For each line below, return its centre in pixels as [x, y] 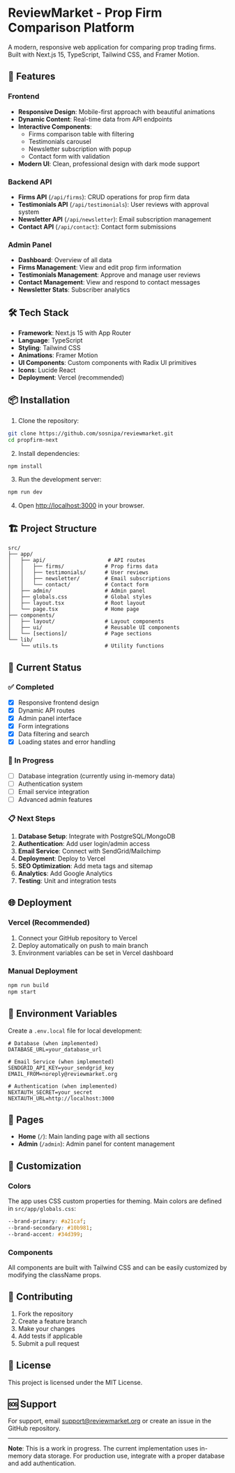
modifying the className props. [55, 1275]
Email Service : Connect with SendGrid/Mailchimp [89, 852]
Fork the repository [46, 1314]
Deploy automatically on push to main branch [83, 945]
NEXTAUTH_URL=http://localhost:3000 [61, 1098]
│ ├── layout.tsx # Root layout [77, 603]
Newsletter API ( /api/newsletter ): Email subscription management [114, 219]
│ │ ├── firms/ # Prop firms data [83, 567]
